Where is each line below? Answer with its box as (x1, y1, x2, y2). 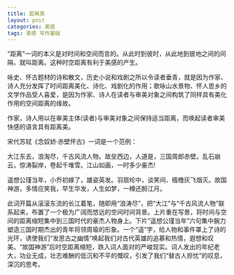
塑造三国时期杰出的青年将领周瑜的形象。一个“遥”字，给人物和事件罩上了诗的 (7, 226, 226, 234)
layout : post (7, 17, 45, 24)
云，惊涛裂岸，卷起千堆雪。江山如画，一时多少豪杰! (7, 161, 156, 169)
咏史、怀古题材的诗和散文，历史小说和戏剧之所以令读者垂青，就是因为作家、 (7, 73, 227, 81)
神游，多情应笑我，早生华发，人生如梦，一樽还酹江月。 (7, 184, 166, 193)
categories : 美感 (7, 23, 56, 30)
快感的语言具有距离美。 (7, 123, 75, 131)
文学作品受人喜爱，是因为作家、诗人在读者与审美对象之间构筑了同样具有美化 (7, 91, 227, 99)
